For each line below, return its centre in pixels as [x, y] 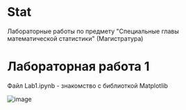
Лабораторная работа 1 [78, 67]
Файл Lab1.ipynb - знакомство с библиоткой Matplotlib [88, 85]
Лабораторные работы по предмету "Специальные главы [93, 31]
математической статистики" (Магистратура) [75, 38]
